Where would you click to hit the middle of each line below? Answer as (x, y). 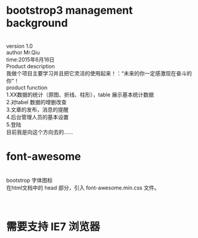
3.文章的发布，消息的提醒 (37, 109)
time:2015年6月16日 (31, 59)
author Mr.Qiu (23, 52)
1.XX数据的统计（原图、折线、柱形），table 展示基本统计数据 (80, 94)
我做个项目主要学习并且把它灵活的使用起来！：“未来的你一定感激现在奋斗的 (99, 73)
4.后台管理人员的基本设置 (37, 117)
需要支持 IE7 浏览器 (53, 227)
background (37, 23)
